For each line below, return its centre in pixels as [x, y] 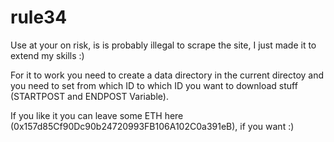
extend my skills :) [47, 55]
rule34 [39, 17]
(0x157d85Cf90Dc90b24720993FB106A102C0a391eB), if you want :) [152, 126]
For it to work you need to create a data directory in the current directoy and [167, 75]
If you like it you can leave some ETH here [97, 115]
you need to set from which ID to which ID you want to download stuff [154, 85]
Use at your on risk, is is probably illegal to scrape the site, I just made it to [163, 45]
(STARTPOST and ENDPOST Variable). [89, 96]
